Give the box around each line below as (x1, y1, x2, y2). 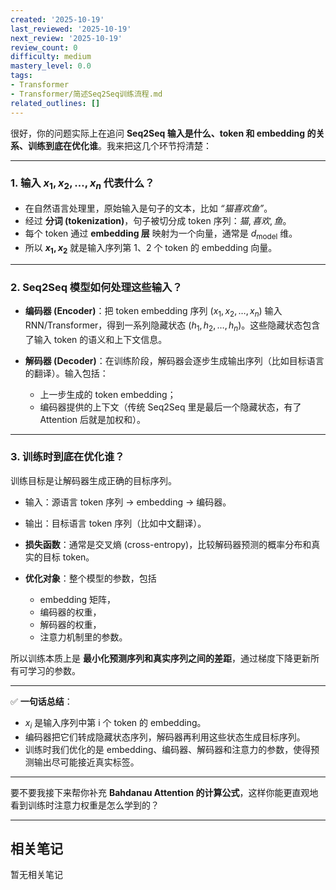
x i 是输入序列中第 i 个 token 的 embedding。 (24, 716, 207, 731)
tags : (10, 71, 33, 81)
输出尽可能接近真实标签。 (33, 756, 140, 768)
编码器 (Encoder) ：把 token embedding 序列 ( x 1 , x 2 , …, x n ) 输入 (24, 304, 283, 319)
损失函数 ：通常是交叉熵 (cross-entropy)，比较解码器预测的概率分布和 (24, 538, 312, 550)
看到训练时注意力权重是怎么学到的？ (10, 799, 160, 811)
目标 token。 (42, 551, 95, 563)
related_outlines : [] (10, 98, 101, 108)
